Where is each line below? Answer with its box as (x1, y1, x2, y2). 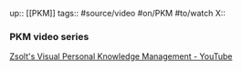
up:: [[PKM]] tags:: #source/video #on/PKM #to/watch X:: (9, 8, 226, 18)
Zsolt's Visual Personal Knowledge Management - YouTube (9, 51, 233, 62)
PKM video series (9, 30, 89, 43)
